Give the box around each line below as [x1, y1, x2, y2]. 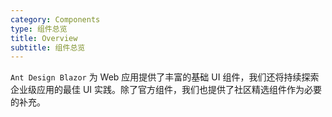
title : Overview [10, 33, 78, 43]
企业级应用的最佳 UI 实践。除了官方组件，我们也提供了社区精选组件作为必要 [10, 84, 323, 96]
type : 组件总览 [10, 24, 68, 34]
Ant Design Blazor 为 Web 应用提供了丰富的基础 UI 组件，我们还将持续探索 [10, 71, 320, 83]
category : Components [10, 14, 101, 25]
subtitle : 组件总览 [10, 42, 86, 53]
